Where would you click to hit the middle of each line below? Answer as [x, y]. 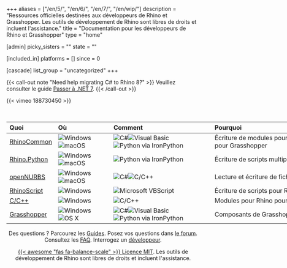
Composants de [237, 214]
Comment [128, 128]
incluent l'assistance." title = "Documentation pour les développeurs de [96, 28]
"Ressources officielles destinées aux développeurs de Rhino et [87, 15]
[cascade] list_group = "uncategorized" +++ [62, 70]
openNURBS [28, 177]
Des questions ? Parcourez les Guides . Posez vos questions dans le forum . [103, 233]
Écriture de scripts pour [248, 191]
